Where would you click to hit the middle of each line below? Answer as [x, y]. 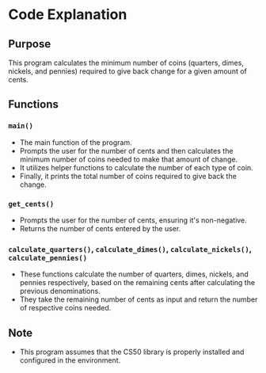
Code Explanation [68, 15]
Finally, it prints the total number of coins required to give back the [128, 176]
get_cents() [31, 204]
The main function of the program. [76, 142]
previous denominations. [60, 291]
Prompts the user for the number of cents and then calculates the [126, 150]
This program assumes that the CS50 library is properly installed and [132, 352]
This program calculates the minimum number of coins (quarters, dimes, [126, 63]
